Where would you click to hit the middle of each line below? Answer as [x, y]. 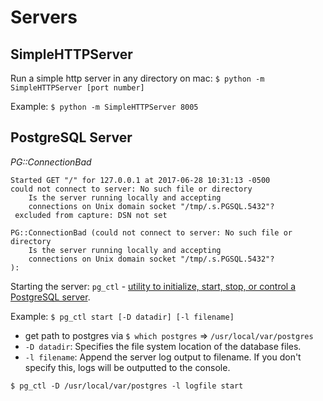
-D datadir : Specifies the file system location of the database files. [163, 346]
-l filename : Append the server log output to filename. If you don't [163, 357]
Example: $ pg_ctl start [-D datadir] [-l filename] [122, 316]
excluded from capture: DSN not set [91, 215]
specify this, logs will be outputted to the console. [127, 367]
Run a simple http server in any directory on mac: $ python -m [137, 78]
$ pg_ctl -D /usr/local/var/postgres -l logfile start [127, 386]
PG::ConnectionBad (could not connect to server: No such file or [151, 232]
